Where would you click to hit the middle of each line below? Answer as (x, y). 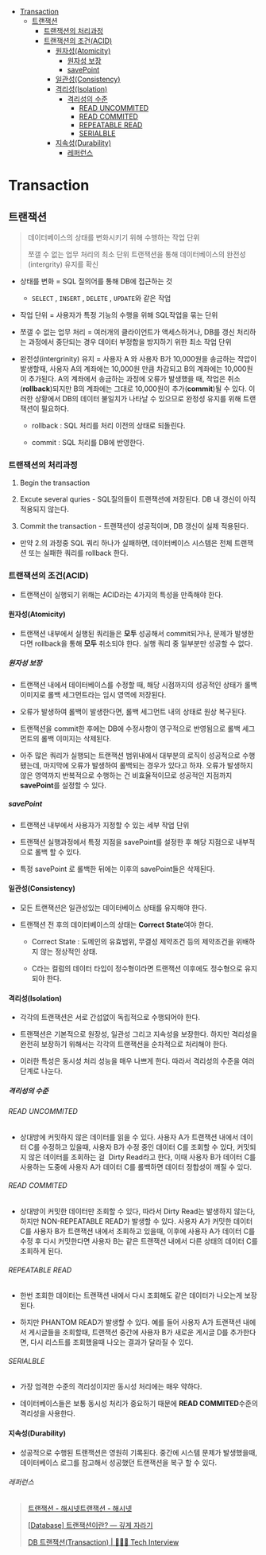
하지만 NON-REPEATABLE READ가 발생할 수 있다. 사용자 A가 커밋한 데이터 (136, 1221)
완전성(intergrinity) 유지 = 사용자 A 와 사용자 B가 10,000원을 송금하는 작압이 (138, 359)
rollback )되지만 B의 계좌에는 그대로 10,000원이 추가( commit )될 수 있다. (135, 389)
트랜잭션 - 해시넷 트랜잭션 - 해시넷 (80, 1508)
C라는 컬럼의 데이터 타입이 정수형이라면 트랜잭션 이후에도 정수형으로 (137, 968)
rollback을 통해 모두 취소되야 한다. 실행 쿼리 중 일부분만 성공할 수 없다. (144, 643)
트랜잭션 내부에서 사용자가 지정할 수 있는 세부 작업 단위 (104, 825)
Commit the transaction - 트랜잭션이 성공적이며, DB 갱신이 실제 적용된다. (134, 526)
